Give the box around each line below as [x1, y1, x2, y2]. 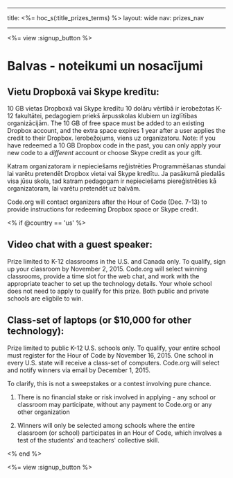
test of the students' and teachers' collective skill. [17, 436, 159, 444]
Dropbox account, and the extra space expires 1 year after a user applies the [7, 127, 225, 134]
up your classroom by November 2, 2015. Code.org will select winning [7, 264, 207, 273]
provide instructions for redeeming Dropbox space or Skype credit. [7, 205, 199, 213]
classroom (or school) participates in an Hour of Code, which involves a [17, 429, 223, 437]
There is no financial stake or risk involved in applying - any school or [17, 392, 216, 401]
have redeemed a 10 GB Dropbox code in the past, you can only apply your [7, 141, 222, 150]
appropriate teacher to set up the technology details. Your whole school [7, 279, 212, 287]
